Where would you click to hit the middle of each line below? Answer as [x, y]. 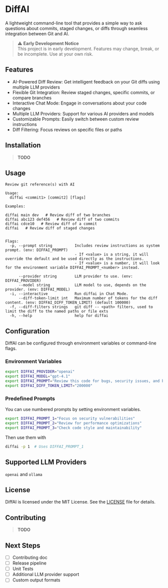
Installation [23, 145]
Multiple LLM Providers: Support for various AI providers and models [83, 113]
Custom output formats [36, 580]
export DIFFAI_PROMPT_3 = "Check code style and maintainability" [73, 428]
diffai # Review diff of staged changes [50, 228]
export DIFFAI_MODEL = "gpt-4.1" [38, 376]
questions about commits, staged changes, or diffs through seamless [76, 28]
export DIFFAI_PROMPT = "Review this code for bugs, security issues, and [82, 381]
